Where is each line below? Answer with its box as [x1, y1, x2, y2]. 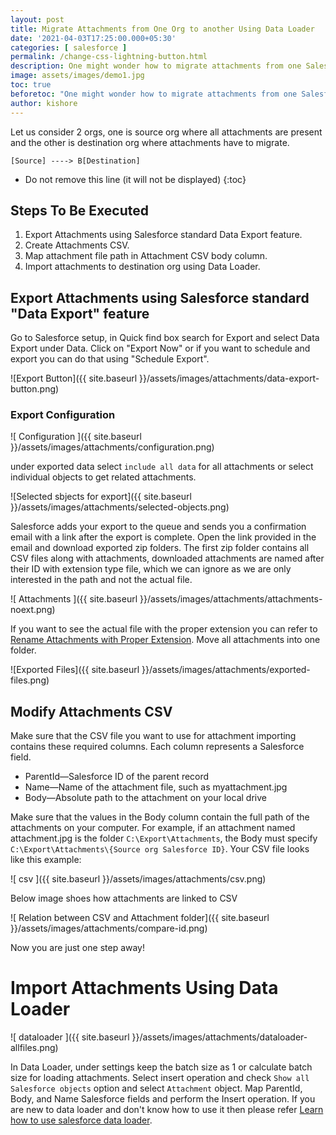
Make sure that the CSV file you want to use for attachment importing [10, 730, 297, 742]
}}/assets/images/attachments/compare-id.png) [10, 922, 208, 935]
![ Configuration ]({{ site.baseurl [10, 431, 142, 443]
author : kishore [10, 98, 78, 108]
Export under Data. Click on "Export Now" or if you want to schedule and [10, 342, 311, 355]
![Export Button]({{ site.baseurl [10, 372, 138, 385]
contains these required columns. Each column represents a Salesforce [10, 741, 305, 753]
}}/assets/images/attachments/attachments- [139, 593, 323, 605]
